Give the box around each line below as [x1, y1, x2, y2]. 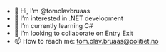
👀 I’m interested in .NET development [14, 14, 123, 22]
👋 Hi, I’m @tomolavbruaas [14, 7, 90, 15]
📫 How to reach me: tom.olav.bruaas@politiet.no [14, 37, 159, 45]
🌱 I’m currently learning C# [14, 22, 93, 30]
